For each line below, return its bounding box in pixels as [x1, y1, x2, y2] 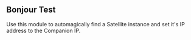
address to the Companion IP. [6, 27, 81, 34]
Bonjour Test [6, 5, 56, 15]
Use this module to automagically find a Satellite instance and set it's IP [6, 20, 186, 27]
